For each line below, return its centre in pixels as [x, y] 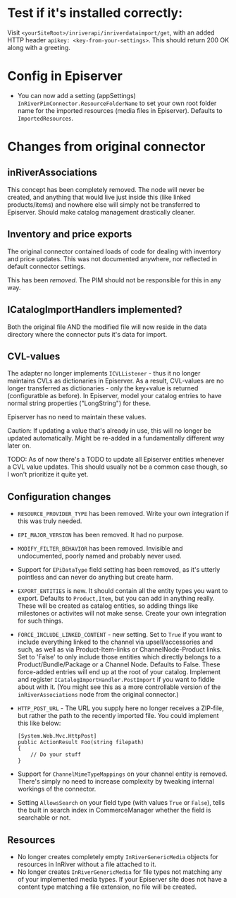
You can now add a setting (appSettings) [76, 95]
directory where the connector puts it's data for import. [87, 334]
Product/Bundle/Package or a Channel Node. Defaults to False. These [119, 664]
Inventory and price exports [70, 234]
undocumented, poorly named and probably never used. [99, 556]
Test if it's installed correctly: [95, 13]
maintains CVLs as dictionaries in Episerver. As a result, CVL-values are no [116, 381]
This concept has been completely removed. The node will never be [106, 189]
